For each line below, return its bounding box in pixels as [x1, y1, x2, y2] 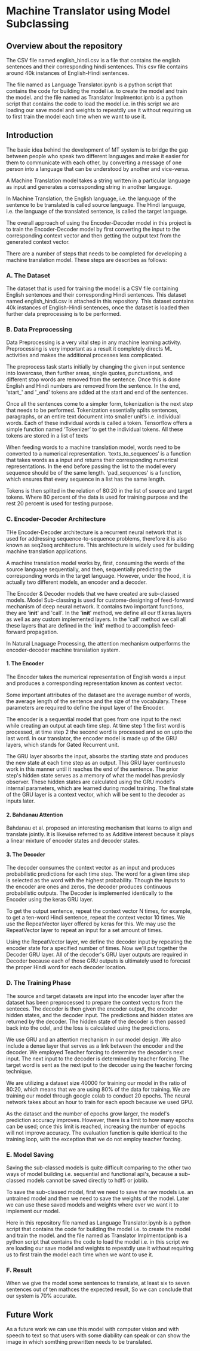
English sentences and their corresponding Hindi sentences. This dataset [6, 291, 186, 298]
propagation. [26, 628, 59, 635]
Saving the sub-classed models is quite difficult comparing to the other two [6, 1164, 192, 1171]
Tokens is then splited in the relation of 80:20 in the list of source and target [6, 487, 193, 494]
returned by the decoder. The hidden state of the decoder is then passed [6, 1018, 186, 1025]
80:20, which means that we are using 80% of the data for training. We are [6, 1085, 190, 1093]
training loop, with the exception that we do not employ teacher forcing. [6, 1135, 183, 1142]
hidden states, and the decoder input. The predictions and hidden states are [6, 1011, 193, 1018]
